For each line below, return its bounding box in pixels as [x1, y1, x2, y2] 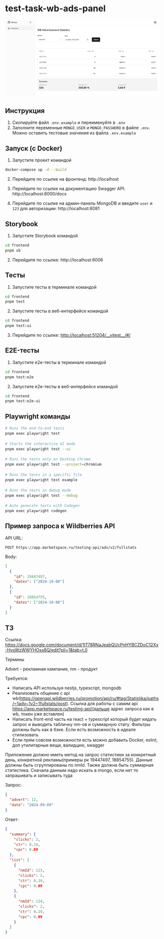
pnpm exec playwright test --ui [5, 446, 71, 451]
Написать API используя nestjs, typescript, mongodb [12, 685, 121, 691]
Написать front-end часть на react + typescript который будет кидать [12, 716, 157, 722]
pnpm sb [5, 248, 21, 253]
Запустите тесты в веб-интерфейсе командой [12, 308, 109, 314]
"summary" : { [9, 832, 36, 837]
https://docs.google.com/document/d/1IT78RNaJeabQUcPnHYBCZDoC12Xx [5, 642, 159, 648]
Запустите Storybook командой [12, 233, 78, 238]
